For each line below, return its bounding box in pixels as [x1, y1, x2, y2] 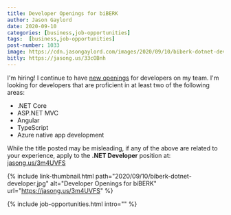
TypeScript [16, 123, 49, 131]
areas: [7, 88, 25, 96]
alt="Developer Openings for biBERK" [50, 179, 157, 188]
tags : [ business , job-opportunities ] [7, 36, 115, 43]
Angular [16, 116, 40, 124]
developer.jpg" [7, 179, 49, 188]
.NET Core [16, 101, 47, 110]
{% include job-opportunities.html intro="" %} [7, 200, 137, 208]
